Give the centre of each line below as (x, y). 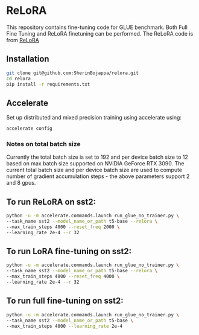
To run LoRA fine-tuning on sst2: (69, 251)
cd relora (19, 78)
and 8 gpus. (21, 183)
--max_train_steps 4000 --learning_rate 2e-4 (64, 326)
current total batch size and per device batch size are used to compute (94, 170)
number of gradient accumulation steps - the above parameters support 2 (98, 176)
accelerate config (29, 129)
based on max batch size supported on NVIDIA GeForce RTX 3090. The (95, 164)
